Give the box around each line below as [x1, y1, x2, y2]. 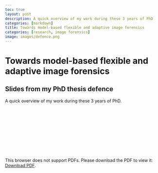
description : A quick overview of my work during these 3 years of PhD [5, 16, 153, 21]
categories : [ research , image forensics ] [5, 30, 90, 35]
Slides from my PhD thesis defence [5, 85, 113, 93]
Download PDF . [5, 162, 36, 168]
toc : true [5, 7, 25, 12]
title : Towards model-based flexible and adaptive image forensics [5, 25, 145, 30]
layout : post [5, 12, 32, 17]
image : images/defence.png [5, 35, 60, 39]
